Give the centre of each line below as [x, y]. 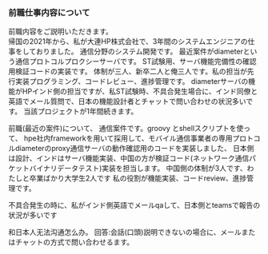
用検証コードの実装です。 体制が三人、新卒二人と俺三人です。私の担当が [128, 71]
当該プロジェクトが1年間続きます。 [81, 111]
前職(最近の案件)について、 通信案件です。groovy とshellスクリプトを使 [126, 129]
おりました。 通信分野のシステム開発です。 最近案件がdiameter [140, 52]
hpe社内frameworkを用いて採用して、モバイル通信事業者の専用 [128, 138]
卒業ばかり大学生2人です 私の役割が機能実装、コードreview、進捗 [138, 178]
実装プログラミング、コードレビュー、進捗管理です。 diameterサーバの [132, 81]
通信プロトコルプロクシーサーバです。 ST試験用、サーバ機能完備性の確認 [136, 62]
